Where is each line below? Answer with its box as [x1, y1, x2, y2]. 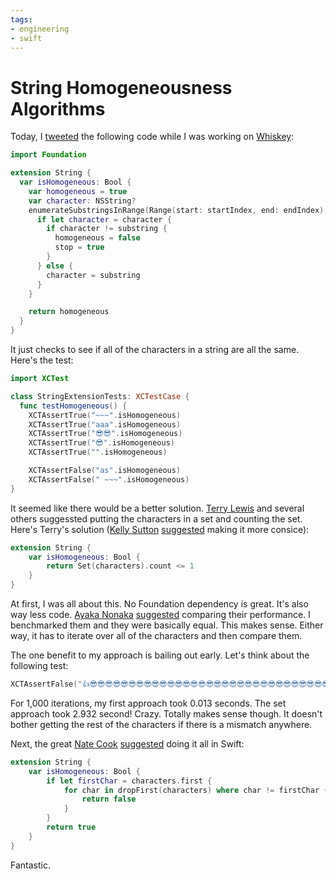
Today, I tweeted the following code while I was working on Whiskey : [10, 131, 295, 143]
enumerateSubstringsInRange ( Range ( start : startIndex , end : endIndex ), [28, 205, 329, 215]
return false [81, 794, 137, 805]
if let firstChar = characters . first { [46, 776, 213, 786]
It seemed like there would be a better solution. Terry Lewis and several [10, 502, 305, 514]
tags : [10, 14, 33, 25]
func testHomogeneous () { [19, 401, 128, 411]
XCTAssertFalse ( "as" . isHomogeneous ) [28, 466, 182, 476]
